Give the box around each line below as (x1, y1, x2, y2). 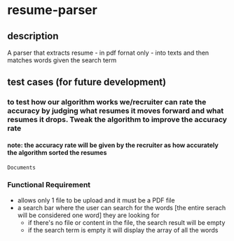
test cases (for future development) (7, 76, 167, 88)
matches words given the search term (7, 56, 117, 64)
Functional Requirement (7, 180, 91, 190)
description (7, 30, 59, 42)
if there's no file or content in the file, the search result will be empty (27, 218, 226, 226)
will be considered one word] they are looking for (17, 211, 160, 219)
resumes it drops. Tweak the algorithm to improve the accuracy (7, 115, 228, 125)
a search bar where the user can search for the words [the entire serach (17, 203, 226, 212)
